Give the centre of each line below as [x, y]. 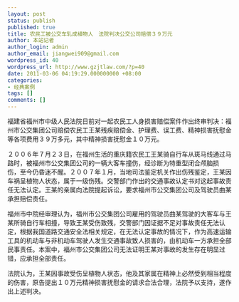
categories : [25, 80]
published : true [31, 27]
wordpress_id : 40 [33, 61]
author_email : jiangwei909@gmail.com [63, 54]
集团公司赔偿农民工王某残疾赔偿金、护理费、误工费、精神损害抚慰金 [132, 130]
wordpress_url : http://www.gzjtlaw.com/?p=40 [76, 67]
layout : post [27, 14]
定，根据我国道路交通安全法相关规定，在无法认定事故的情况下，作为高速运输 [119, 231]
